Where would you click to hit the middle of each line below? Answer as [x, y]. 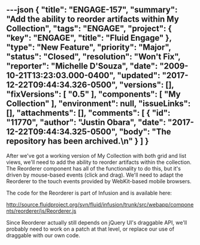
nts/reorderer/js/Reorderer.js [41, 211]
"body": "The [145, 132]
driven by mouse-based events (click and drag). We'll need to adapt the [95, 175]
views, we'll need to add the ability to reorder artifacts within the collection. [99, 162]
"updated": [139, 75]
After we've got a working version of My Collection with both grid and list [96, 156]
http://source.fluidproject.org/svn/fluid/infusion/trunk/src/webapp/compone [100, 204]
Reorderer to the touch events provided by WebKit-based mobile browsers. [99, 181]
